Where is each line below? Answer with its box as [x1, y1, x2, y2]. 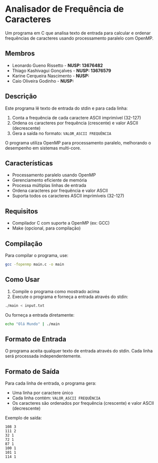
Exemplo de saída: [5, 415, 42, 421]
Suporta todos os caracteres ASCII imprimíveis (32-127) [12, 193, 124, 199]
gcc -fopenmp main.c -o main [5, 262, 64, 267]
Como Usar [5, 276, 40, 284]
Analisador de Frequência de [5, 3, 124, 15]
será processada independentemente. [5, 353, 82, 359]
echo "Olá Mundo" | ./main [5, 322, 60, 326]
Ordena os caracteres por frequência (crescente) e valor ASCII [12, 120, 138, 126]
